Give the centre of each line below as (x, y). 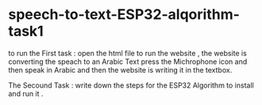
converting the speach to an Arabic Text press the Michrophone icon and (128, 62)
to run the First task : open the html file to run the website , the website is (128, 53)
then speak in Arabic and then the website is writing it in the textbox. (120, 69)
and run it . (26, 93)
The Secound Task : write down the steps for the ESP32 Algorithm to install (131, 85)
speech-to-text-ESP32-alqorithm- (124, 15)
